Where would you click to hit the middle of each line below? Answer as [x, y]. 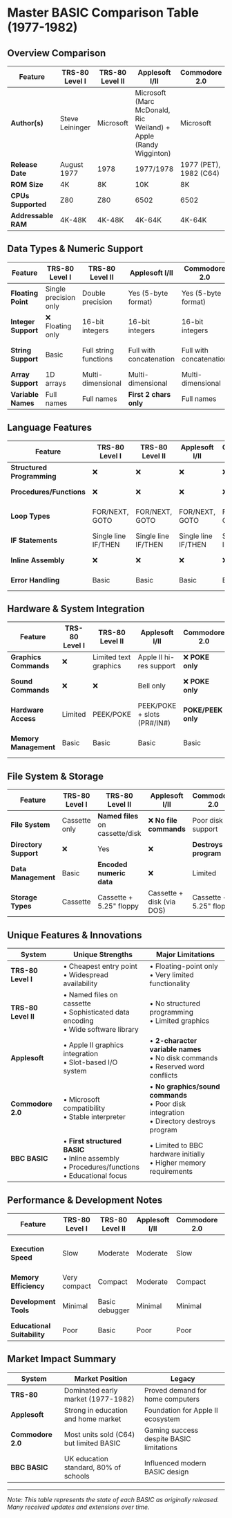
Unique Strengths [103, 955]
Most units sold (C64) [100, 1434]
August [72, 164]
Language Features [50, 428]
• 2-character [173, 1041]
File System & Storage [55, 776]
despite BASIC [167, 1438]
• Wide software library [101, 1030]
